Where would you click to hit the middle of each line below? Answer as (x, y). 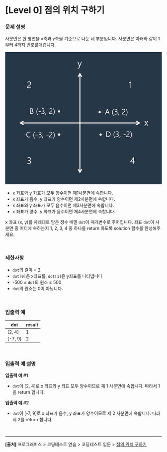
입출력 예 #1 (17, 375)
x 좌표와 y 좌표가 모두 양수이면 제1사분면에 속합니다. (63, 193)
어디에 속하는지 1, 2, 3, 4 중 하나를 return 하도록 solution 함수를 (82, 228)
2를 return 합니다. (35, 419)
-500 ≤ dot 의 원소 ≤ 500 (37, 282)
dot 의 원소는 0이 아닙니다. (38, 288)
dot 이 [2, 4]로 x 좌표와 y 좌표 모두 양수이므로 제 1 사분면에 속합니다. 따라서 (85, 386)
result (32, 325)
